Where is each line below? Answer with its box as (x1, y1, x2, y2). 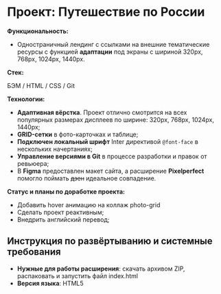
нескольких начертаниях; (16, 145, 93, 153)
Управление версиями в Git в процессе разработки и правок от (16, 152, 207, 160)
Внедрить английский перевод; (16, 215, 110, 224)
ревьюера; (16, 159, 49, 167)
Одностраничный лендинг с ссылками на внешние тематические (16, 40, 210, 48)
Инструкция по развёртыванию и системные (7, 235, 213, 247)
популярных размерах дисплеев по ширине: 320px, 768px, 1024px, (16, 115, 215, 124)
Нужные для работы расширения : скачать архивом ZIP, (16, 264, 185, 273)
